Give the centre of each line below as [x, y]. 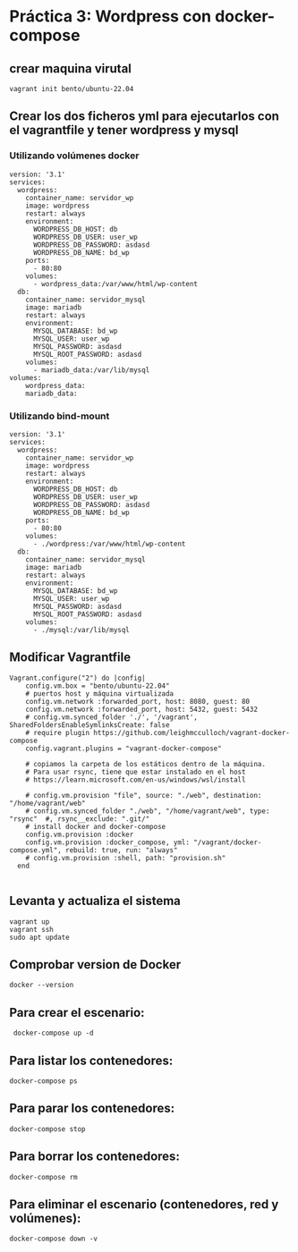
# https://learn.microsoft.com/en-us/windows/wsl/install [136, 780]
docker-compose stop [48, 1129]
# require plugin [58, 732]
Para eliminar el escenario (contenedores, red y [144, 1205]
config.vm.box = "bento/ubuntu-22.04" [98, 686]
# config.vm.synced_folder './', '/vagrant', [112, 717]
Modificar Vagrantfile [70, 658]
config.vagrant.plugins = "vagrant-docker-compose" [123, 749]
